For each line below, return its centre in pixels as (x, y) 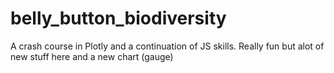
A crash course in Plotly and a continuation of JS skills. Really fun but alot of (167, 46)
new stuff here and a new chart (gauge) (92, 56)
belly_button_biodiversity (118, 18)
